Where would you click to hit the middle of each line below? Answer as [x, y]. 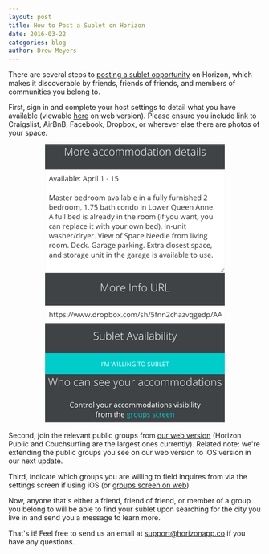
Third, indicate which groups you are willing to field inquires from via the [128, 477]
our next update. [36, 461]
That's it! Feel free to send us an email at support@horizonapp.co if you [127, 533]
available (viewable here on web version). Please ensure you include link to [132, 116]
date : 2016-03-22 [37, 34]
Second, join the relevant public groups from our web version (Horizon [125, 436]
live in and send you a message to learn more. [84, 518]
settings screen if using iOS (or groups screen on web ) [99, 485]
